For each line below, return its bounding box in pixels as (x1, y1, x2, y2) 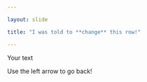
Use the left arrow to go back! (7, 67, 92, 75)
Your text (7, 53, 33, 62)
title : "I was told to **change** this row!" (7, 28, 141, 35)
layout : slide (7, 16, 49, 23)
